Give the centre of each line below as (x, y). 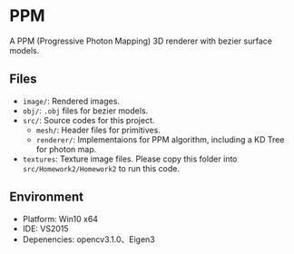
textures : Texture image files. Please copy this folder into (130, 159)
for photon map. (66, 149)
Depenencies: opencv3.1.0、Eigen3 (89, 239)
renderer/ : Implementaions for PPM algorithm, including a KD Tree (160, 139)
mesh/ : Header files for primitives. (98, 130)
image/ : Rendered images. (71, 101)
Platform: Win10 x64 (60, 219)
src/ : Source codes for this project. (88, 120)
